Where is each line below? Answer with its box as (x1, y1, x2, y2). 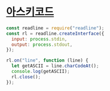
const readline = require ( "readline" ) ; (6, 25, 105, 31)
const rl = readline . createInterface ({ (6, 31, 105, 36)
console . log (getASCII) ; (11, 69, 70, 75)
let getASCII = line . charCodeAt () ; (11, 63, 99, 69)
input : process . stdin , (11, 36, 67, 42)
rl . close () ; (11, 74, 41, 80)
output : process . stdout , (11, 42, 73, 48)
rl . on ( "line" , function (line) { (6, 58, 89, 63)
